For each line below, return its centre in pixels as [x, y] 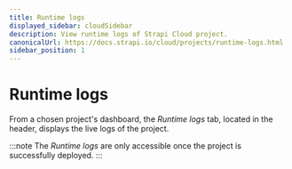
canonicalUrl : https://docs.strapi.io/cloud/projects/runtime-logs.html [146, 42]
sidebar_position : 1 [47, 51]
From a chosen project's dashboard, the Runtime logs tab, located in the [141, 119]
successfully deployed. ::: [56, 156]
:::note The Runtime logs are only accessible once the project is [126, 146]
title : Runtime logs [47, 17]
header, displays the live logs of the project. [89, 129]
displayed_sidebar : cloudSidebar [71, 26]
